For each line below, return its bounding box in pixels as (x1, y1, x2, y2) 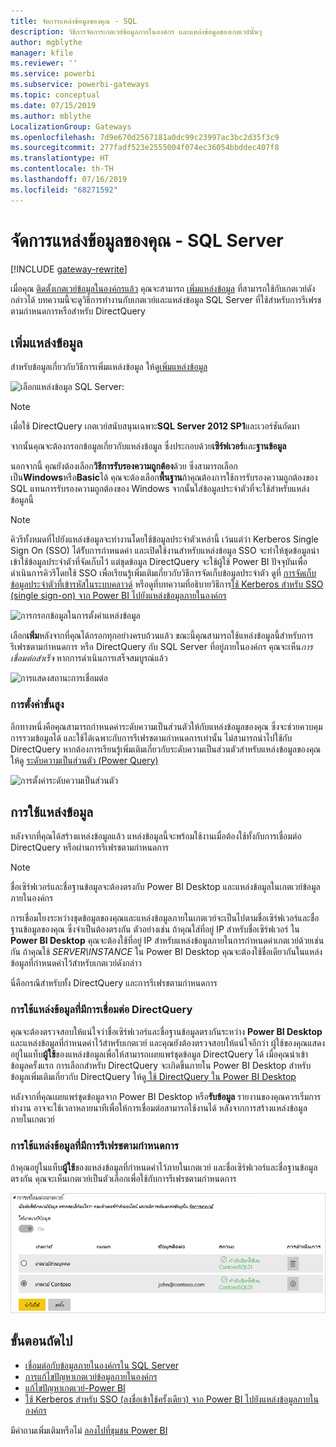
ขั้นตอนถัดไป (10, 1333, 73, 1350)
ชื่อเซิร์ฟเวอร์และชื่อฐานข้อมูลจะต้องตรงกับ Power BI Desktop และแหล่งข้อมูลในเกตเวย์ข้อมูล (10, 881, 321, 893)
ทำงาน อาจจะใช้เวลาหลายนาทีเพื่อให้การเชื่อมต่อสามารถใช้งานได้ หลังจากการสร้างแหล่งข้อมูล (10, 1101, 308, 1114)
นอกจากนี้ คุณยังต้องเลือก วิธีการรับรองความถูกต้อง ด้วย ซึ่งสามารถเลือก (10, 460, 238, 472)
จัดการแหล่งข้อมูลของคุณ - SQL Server (10, 229, 284, 252)
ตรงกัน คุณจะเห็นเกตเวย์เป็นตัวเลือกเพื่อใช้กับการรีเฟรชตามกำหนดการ (10, 1173, 237, 1185)
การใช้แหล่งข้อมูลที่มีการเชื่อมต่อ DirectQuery (10, 1003, 193, 1017)
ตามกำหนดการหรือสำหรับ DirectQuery (10, 305, 146, 317)
